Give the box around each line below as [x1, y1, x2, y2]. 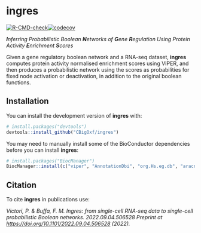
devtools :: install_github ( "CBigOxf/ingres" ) [6, 129, 119, 135]
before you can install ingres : [6, 146, 79, 154]
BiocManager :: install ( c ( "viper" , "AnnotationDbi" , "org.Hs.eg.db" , [6, 163, 178, 170]
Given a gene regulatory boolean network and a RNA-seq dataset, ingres [6, 53, 187, 60]
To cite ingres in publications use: [6, 196, 90, 203]
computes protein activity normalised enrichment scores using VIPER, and [6, 60, 189, 67]
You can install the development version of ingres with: [6, 112, 142, 119]
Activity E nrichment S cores [6, 42, 74, 49]
